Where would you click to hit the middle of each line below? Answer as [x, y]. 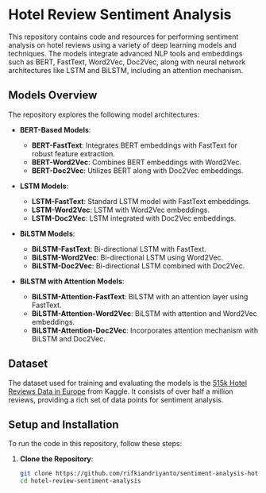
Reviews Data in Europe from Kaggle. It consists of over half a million [121, 391]
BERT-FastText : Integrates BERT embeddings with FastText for [135, 145]
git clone [36, 474]
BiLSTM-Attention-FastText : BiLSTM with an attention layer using [140, 296]
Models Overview [53, 96]
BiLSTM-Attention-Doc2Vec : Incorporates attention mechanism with [145, 330]
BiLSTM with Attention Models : [72, 281]
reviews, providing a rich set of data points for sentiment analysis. [116, 399]
